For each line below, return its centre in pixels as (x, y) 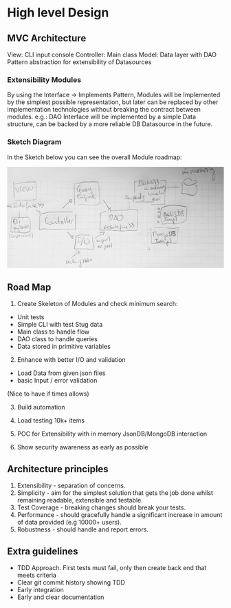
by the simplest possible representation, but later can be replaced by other (113, 102)
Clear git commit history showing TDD (71, 582)
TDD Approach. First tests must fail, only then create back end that (112, 567)
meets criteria (37, 575)
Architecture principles (58, 469)
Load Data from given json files (61, 373)
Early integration (40, 589)
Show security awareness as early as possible (82, 447)
